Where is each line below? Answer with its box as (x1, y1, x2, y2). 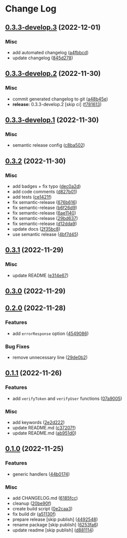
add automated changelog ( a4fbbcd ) (12, 49, 89, 55)
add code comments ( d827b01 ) (12, 188, 77, 194)
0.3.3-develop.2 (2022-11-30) (5, 69, 101, 78)
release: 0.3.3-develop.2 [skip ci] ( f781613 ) (12, 101, 102, 107)
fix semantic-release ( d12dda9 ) (12, 221, 77, 227)
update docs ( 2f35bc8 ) (12, 226, 61, 232)
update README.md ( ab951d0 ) (12, 430, 76, 436)
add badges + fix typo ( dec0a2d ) (12, 183, 81, 189)
